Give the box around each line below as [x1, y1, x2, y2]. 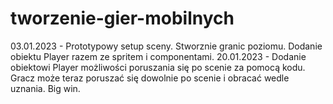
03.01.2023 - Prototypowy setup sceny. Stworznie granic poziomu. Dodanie [10, 40, 323, 52]
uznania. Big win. [10, 82, 81, 94]
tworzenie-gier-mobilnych [10, 7, 235, 30]
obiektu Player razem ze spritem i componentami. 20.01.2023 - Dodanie [10, 50, 307, 62]
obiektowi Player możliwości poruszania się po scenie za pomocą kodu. [10, 61, 306, 73]
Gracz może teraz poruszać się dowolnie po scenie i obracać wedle [10, 72, 290, 84]
